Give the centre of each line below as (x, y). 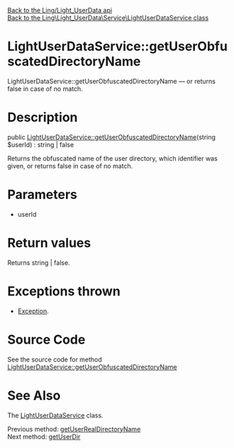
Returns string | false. (39, 263)
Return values (49, 243)
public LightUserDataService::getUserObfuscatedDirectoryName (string (112, 137)
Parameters (43, 195)
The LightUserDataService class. (56, 415)
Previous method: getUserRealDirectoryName (74, 429)
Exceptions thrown (64, 291)
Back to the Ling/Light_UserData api (60, 10)
